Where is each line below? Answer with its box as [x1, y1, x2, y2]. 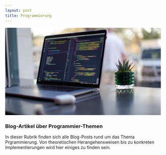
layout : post [5, 8, 32, 13]
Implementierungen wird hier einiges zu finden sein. [5, 145, 111, 151]
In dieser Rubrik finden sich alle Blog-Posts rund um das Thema [5, 134, 135, 140]
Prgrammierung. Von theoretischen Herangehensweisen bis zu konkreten [5, 139, 155, 145]
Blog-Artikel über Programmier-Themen [5, 122, 103, 129]
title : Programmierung [5, 13, 52, 18]
